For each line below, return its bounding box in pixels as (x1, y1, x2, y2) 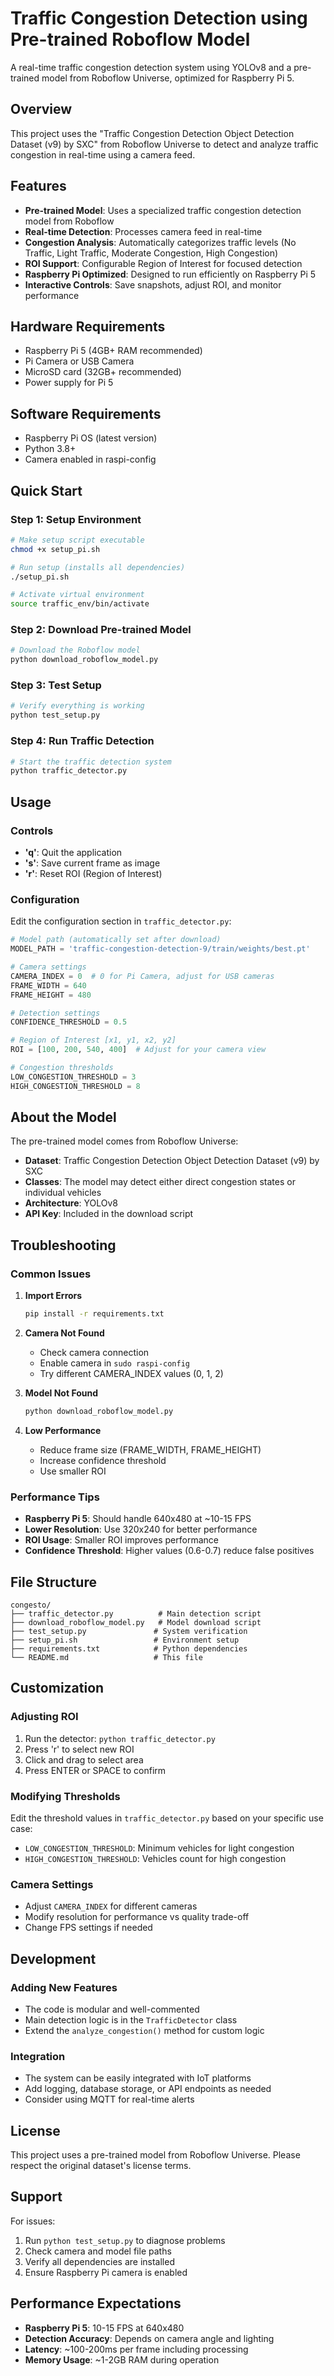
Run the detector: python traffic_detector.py (24, 1732, 216, 1744)
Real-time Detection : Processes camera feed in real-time (24, 225, 263, 237)
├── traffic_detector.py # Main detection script (10, 1608, 262, 1619)
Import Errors (24, 1290, 83, 1302)
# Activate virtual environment (10, 590, 145, 600)
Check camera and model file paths (24, 2245, 172, 2257)
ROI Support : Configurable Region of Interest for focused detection (24, 257, 303, 269)
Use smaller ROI (39, 1465, 107, 1477)
